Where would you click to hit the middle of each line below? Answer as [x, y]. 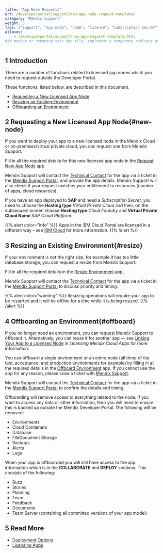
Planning [21, 492]
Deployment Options [33, 540]
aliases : [14, 32]
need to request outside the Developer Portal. [50, 78]
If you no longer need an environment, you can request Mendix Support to [79, 333]
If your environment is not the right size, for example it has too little [72, 257]
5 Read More [24, 529]
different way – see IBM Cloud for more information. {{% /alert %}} [72, 230]
